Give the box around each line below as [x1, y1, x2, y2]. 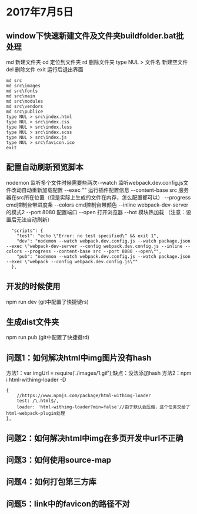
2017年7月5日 [6, 5, 74, 19]
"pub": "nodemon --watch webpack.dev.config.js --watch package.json [16, 253, 191, 260]
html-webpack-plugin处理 [6, 411, 65, 417]
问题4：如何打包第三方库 [6, 477, 97, 487]
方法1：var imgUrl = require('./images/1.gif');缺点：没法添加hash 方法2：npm [6, 369, 192, 377]
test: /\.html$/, [16, 398, 59, 404]
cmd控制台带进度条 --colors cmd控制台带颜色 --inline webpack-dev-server [6, 201, 189, 208]
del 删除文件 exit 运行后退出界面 [6, 66, 84, 73]
